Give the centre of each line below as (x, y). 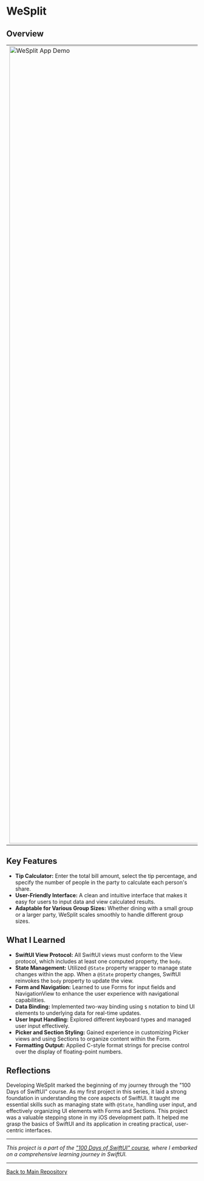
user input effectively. (42, 1025)
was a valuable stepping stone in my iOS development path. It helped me (97, 1118)
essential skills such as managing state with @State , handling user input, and (102, 1104)
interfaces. (39, 1131)
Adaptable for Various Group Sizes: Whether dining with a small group (104, 908)
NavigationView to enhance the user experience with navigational (97, 993)
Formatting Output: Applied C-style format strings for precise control (102, 1045)
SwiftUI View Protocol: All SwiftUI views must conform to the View (99, 954)
